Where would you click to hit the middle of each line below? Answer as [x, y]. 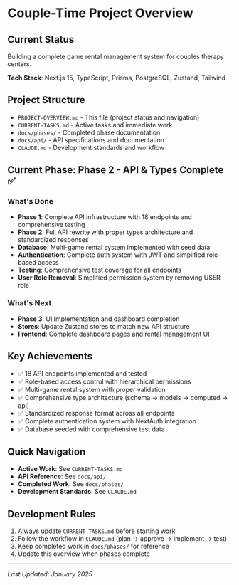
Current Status [41, 39]
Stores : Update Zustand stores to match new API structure [103, 326]
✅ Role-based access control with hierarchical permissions [104, 381]
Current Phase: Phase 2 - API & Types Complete [116, 170]
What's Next [30, 303]
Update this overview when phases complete [84, 554]
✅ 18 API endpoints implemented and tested [82, 373]
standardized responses [53, 239]
